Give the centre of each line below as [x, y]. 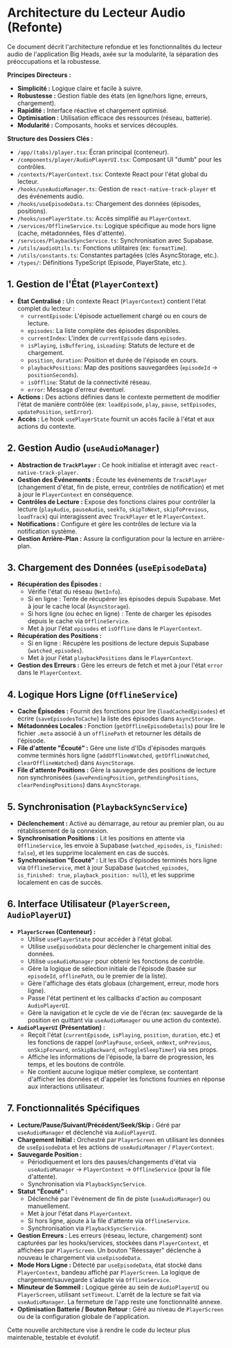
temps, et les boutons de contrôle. [77, 1064]
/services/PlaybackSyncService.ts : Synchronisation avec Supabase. [115, 240]
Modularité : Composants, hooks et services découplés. [98, 125]
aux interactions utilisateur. [66, 1086]
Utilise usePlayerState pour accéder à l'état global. [100, 939]
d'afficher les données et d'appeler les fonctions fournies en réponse [126, 1079]
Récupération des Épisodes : [59, 585]
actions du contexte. [46, 426]
